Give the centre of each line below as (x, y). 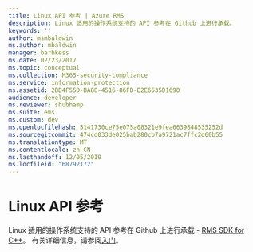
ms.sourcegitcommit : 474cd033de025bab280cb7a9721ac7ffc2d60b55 (116, 134)
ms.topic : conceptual (44, 68)
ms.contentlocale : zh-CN (49, 150)
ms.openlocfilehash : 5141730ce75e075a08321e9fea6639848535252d (116, 127)
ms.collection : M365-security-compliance (78, 75)
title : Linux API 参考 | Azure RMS (66, 16)
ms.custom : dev (34, 120)
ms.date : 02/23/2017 (43, 61)
